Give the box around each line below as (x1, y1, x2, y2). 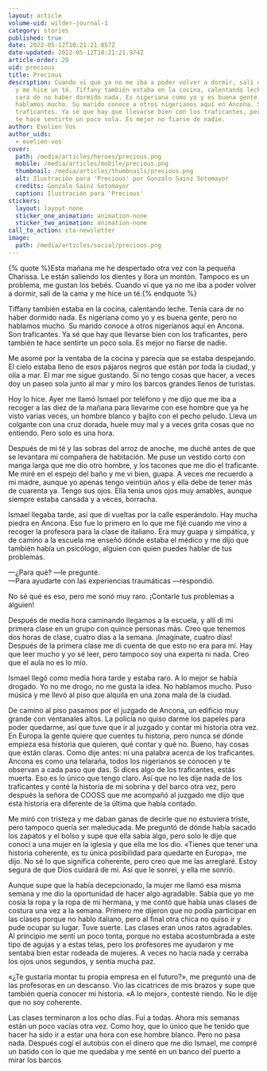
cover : (8, 145, 30, 153)
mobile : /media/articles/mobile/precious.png (15, 160, 169, 168)
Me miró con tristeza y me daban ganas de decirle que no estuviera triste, (8, 814, 250, 823)
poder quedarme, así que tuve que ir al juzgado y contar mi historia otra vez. (8, 722, 259, 732)
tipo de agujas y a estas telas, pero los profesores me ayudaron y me (8, 940, 234, 949)
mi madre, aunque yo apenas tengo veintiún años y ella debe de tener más (8, 477, 253, 487)
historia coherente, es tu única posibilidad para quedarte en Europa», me (8, 848, 247, 857)
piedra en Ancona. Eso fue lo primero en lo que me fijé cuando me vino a (8, 518, 248, 528)
